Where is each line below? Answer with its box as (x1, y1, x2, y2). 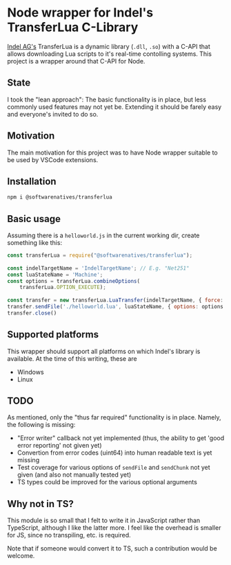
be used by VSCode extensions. (7, 155, 99, 163)
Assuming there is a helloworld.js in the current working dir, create (7, 231, 200, 239)
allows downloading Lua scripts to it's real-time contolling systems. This (7, 50, 212, 58)
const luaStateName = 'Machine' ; (7, 271, 103, 278)
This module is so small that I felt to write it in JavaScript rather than (7, 516, 201, 525)
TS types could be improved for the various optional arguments (17, 478, 198, 486)
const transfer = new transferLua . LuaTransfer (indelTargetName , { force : (7, 297, 224, 304)
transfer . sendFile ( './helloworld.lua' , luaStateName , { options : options (7, 304, 224, 310)
